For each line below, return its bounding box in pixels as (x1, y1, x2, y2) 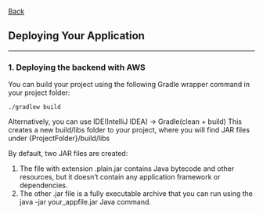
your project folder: (8, 88, 70, 97)
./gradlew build (8, 103, 61, 111)
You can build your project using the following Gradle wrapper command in (8, 80, 250, 89)
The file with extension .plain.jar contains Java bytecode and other (19, 164, 235, 173)
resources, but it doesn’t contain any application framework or (19, 172, 221, 182)
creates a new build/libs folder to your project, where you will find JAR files (8, 125, 250, 135)
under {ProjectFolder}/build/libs (8, 133, 110, 143)
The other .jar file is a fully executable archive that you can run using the (19, 189, 253, 198)
